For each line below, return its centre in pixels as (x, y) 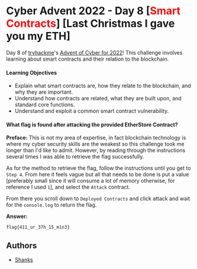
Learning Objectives (32, 72)
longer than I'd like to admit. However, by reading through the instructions (96, 150)
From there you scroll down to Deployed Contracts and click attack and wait (98, 199)
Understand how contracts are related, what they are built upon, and (98, 99)
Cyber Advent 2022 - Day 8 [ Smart (93, 11)
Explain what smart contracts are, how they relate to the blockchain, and (103, 86)
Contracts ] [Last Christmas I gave (91, 23)
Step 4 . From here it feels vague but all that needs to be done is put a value (98, 175)
